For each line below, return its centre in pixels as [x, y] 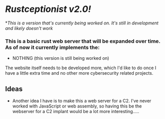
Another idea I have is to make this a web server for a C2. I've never [82, 101]
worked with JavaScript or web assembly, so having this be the [77, 106]
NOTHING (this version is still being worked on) [61, 58]
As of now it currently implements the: [52, 47]
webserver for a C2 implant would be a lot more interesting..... [76, 112]
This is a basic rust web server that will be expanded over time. [83, 41]
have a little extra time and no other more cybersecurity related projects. [79, 73]
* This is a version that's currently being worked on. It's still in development [82, 23]
